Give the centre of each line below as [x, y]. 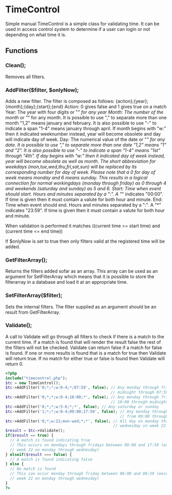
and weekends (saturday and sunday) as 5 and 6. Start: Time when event [83, 188]
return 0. [15, 364]
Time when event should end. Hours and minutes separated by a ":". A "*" [83, 205]
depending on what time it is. [36, 34]
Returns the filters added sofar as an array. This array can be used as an [82, 271]
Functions [22, 51]
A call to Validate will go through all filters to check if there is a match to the [85, 336]
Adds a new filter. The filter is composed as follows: [60, 101]
